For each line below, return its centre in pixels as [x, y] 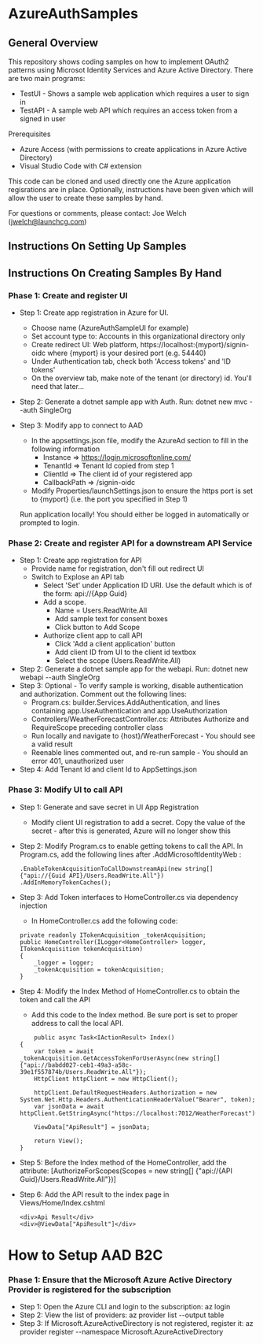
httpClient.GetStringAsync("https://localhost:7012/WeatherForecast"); [139, 1113]
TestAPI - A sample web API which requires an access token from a [128, 110]
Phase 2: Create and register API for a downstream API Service [130, 543]
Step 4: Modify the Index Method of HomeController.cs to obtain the [130, 991]
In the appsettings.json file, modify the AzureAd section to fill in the [140, 441]
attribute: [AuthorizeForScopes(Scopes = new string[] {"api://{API [126, 1171]
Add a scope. [64, 602]
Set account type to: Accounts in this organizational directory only [138, 336]
